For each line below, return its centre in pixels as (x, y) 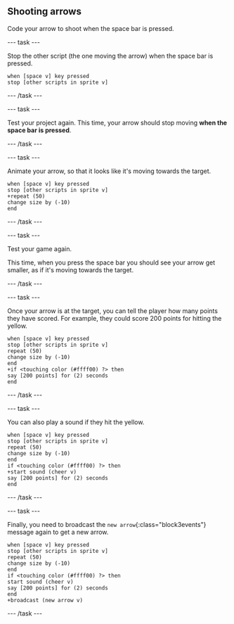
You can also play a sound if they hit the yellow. (76, 422)
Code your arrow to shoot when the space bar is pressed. (91, 28)
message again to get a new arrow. (58, 532)
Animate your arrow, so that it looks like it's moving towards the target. (109, 171)
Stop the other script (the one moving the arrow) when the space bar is (110, 56)
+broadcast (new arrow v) (45, 600)
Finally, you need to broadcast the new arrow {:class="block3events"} (107, 524)
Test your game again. (40, 248)
